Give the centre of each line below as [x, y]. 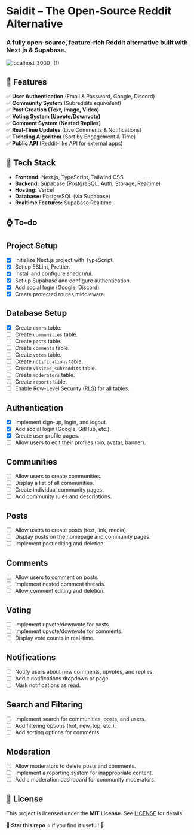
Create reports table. [41, 382]
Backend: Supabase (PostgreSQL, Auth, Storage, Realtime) [88, 183]
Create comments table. [42, 348]
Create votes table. [38, 354]
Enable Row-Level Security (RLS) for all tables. [72, 388]
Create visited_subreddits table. [56, 368]
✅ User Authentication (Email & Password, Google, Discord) [81, 97]
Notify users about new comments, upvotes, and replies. [84, 672]
